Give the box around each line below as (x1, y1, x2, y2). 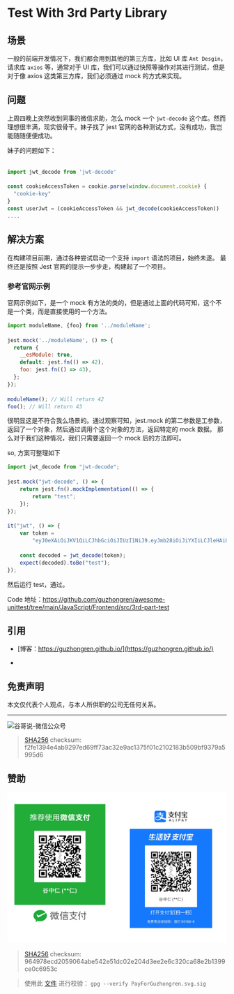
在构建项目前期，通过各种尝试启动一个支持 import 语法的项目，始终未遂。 (7, 253, 219, 262)
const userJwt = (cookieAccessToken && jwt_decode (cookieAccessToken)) (7, 205, 219, 212)
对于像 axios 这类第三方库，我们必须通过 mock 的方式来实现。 (7, 72, 186, 80)
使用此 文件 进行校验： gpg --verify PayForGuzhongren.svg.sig (24, 979, 207, 987)
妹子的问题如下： (7, 146, 56, 154)
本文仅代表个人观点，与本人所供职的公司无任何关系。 (7, 700, 160, 709)
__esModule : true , (19, 351, 73, 359)
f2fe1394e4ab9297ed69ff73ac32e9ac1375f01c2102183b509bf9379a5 (24, 743, 226, 752)
